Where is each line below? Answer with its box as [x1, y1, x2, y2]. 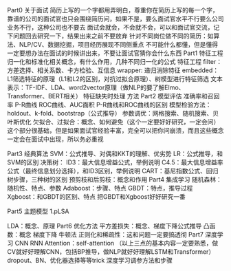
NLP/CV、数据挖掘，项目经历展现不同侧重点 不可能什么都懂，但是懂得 [19, 41, 219, 48]
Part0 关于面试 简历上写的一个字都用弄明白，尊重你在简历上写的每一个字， [7, 6, 219, 14]
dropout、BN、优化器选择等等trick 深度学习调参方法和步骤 [7, 257, 173, 264]
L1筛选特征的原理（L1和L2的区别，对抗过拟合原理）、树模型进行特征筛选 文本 [7, 75, 223, 83]
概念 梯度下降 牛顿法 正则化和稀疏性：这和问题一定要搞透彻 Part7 [19, 230, 204, 239]
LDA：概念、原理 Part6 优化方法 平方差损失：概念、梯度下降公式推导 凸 [7, 222, 210, 230]
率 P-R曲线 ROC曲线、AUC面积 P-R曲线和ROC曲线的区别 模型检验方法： [7, 100, 212, 109]
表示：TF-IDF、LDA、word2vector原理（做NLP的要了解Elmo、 [7, 83, 185, 91]
